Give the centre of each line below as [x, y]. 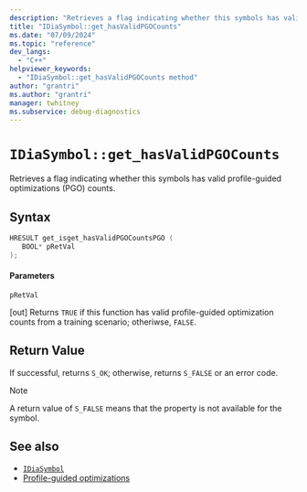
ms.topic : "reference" [53, 43]
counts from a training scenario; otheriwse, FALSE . [103, 322]
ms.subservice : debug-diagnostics [75, 112]
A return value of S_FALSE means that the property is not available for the [146, 408]
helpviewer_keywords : [51, 70]
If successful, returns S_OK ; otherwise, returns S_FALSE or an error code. [144, 372]
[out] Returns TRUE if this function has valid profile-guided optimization [142, 312]
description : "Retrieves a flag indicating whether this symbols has [145, 18]
